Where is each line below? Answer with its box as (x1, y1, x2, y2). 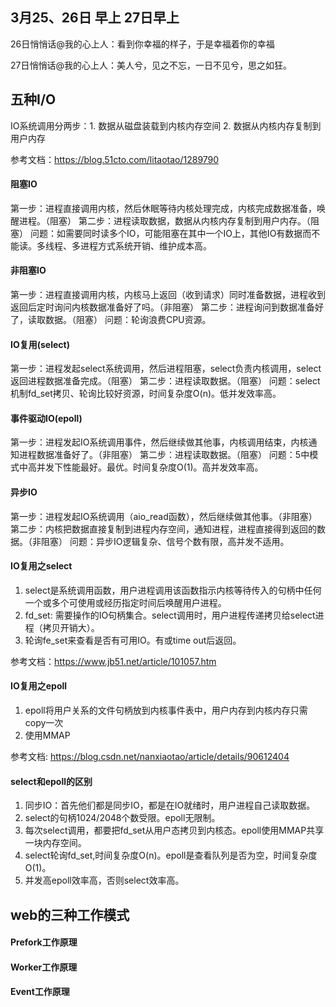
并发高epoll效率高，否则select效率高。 (24, 874, 185, 887)
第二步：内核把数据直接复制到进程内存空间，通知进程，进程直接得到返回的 (10, 523, 317, 535)
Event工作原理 (10, 986, 70, 998)
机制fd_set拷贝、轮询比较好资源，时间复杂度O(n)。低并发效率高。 (10, 388, 282, 400)
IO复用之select (10, 560, 73, 572)
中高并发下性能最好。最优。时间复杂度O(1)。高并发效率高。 (18, 461, 264, 473)
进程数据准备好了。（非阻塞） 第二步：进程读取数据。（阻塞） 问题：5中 (18, 449, 310, 461)
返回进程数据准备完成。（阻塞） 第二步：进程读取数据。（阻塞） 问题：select (10, 375, 321, 387)
